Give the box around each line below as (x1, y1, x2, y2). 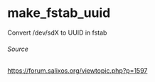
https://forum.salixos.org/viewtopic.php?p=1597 (7, 66, 148, 75)
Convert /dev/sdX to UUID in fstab (7, 28, 107, 37)
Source (7, 45, 28, 53)
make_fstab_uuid (7, 5, 111, 21)
